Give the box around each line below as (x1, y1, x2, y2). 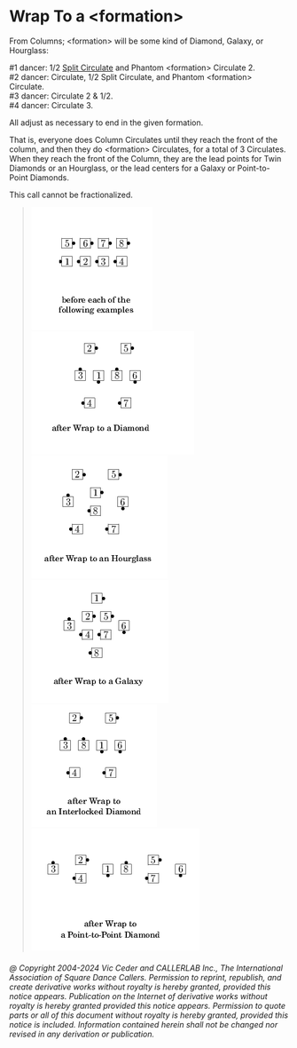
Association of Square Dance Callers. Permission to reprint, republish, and (9, 972, 282, 982)
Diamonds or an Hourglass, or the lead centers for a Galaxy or (9, 163, 236, 173)
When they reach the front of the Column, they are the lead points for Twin (9, 153, 282, 163)
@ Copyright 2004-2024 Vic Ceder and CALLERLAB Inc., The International (9, 962, 284, 973)
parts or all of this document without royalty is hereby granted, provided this (9, 1010, 289, 1020)
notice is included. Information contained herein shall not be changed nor (9, 1019, 278, 1029)
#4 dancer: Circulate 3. (9, 99, 94, 110)
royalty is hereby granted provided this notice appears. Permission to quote (9, 1000, 286, 1011)
